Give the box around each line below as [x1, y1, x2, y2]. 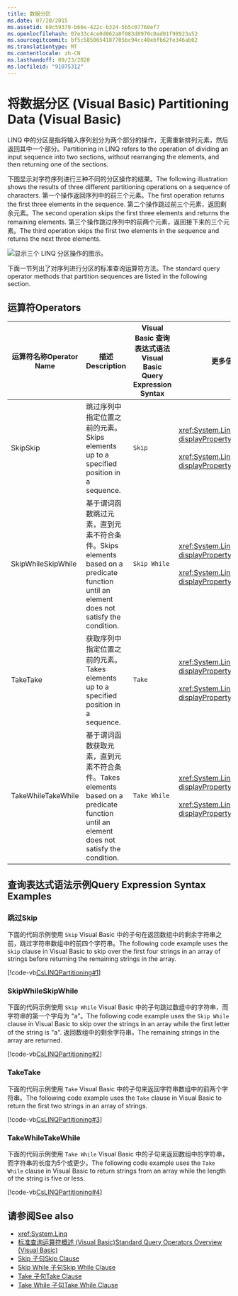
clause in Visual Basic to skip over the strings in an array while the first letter [7, 1020, 230, 1028]
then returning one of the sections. [7, 160, 109, 169]
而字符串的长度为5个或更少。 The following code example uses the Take [7, 1159, 215, 1167]
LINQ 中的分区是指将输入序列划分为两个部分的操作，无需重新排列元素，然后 [7, 135, 229, 144]
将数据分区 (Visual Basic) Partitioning [7, 96, 229, 112]
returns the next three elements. [7, 234, 101, 243]
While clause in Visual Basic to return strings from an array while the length [7, 1166, 227, 1175]
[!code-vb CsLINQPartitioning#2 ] [7, 1050, 103, 1059]
